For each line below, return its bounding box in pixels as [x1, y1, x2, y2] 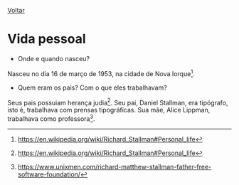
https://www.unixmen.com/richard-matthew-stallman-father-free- [17, 162, 212, 171]
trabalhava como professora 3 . [7, 113, 95, 123]
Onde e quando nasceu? [17, 54, 90, 63]
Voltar [7, 6, 25, 14]
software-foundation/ [17, 170, 80, 179]
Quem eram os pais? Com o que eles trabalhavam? [17, 83, 167, 92]
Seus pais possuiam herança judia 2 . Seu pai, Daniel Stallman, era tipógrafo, [7, 97, 229, 107]
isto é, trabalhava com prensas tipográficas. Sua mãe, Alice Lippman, [7, 106, 211, 115]
